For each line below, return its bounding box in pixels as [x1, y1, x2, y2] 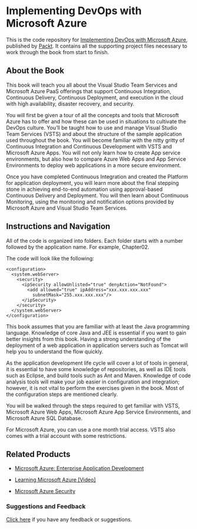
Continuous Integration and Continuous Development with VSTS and [6, 143, 172, 150]
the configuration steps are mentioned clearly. [6, 391, 118, 398]
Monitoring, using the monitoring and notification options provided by [6, 198, 175, 205]
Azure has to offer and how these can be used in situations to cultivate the [6, 118, 186, 125]
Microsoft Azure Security [14, 488, 76, 495]
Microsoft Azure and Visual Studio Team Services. [6, 204, 128, 211]
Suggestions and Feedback [6, 502, 86, 511]
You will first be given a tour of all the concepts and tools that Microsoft [6, 111, 179, 118]
